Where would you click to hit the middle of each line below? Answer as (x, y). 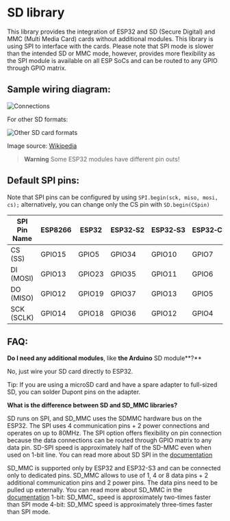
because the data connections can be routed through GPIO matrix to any (110, 440)
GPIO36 (124, 313)
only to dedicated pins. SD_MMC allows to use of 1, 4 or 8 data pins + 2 (108, 475)
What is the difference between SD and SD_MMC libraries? (92, 405)
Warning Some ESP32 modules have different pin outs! (102, 159)
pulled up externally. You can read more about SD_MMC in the (95, 490)
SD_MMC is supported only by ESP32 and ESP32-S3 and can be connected (114, 468)
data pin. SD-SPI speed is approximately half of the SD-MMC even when (110, 448)
